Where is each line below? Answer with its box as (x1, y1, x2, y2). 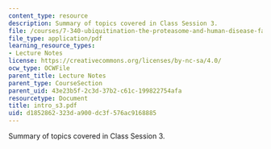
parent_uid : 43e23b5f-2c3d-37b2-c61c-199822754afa (8, 86, 182, 95)
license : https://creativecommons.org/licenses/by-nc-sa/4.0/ (8, 57, 222, 65)
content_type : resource (8, 11, 89, 20)
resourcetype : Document (8, 94, 89, 102)
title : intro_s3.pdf (8, 101, 78, 110)
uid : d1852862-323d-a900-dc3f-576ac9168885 (8, 110, 157, 118)
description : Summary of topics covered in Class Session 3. (8, 19, 219, 27)
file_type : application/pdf (8, 34, 103, 43)
